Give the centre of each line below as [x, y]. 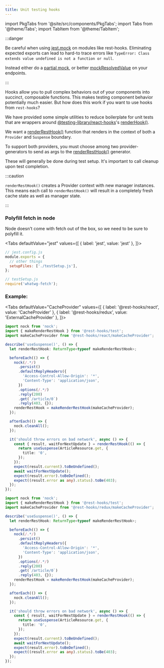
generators [16, 151]
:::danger [14, 38]
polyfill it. [14, 234]
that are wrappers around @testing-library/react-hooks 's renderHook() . [77, 122]
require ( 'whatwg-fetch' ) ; [31, 284]
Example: [16, 296]
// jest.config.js [24, 252]
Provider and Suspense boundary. [38, 137]
